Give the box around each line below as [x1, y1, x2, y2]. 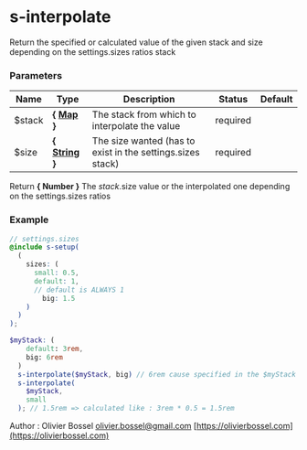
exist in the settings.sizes [91, 146, 200, 159]
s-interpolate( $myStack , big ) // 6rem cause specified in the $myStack [17, 370, 297, 379]
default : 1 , [33, 276, 79, 285]
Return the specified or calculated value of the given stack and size [9, 37, 263, 48]
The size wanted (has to [91, 134, 196, 147]
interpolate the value [91, 120, 181, 133]
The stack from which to [91, 108, 196, 121]
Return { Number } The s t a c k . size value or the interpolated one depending [9, 181, 291, 192]
